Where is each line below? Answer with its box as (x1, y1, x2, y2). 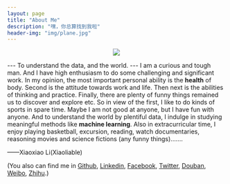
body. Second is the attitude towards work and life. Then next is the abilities (7, 84, 224, 92)
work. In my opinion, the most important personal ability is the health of (7, 76, 212, 84)
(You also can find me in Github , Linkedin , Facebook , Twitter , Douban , (7, 162, 206, 170)
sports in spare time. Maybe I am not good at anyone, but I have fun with (7, 105, 215, 114)
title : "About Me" (7, 17, 60, 24)
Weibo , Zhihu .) (7, 169, 49, 177)
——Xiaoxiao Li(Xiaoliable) (7, 148, 83, 156)
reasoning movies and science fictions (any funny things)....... (7, 135, 184, 143)
